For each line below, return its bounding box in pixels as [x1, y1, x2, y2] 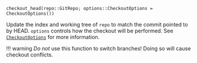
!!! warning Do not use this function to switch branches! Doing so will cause [6, 45, 191, 52]
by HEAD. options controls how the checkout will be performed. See [6, 27, 174, 34]
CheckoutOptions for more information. [6, 34, 100, 41]
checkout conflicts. [6, 51, 54, 58]
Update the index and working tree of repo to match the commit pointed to [6, 21, 189, 28]
